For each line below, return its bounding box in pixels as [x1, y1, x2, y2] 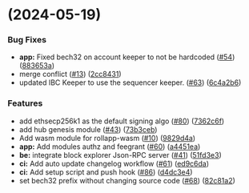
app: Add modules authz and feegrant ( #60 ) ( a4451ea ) [18, 142, 201, 151]
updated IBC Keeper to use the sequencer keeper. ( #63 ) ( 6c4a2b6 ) [18, 78, 242, 87]
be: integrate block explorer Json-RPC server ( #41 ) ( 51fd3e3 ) [18, 150, 222, 159]
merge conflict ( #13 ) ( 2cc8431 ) [18, 70, 122, 79]
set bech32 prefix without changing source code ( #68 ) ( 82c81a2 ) [18, 175, 235, 185]
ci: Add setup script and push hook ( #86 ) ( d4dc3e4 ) [18, 167, 193, 177]
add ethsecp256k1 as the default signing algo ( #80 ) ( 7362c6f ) [18, 116, 225, 126]
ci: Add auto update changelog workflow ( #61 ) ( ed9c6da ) [18, 159, 210, 168]
